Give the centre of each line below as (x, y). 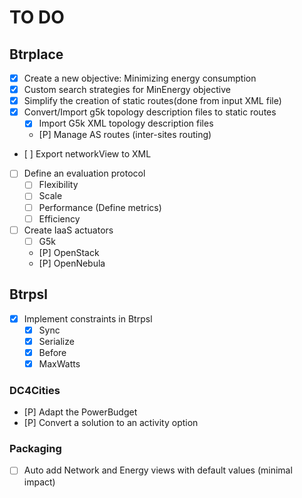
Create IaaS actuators (68, 230)
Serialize (56, 341)
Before (52, 352)
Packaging (35, 449)
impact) (39, 482)
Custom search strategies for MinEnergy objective (127, 90)
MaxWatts (59, 363)
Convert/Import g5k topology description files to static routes (150, 112)
